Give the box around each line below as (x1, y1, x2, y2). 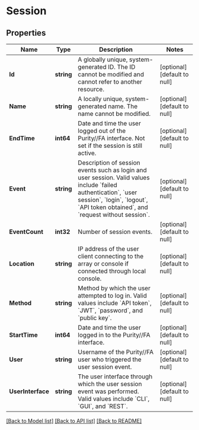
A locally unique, (78, 95, 124, 103)
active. (78, 149, 97, 157)
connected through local (78, 267, 146, 275)
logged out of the (78, 127, 126, 135)
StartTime (9, 331, 38, 339)
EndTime (9, 134, 35, 142)
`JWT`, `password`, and (78, 306, 143, 314)
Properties (6, 28, 46, 38)
